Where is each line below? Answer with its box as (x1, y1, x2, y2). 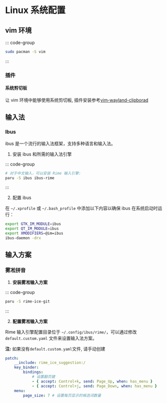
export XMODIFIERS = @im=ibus (5, 231, 64, 236)
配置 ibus (12, 194, 31, 200)
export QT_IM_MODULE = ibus (5, 226, 59, 231)
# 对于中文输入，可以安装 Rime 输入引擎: (5, 170, 81, 175)
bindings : (23, 369, 43, 375)
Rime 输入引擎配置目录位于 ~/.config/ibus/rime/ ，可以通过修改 (5, 328, 137, 335)
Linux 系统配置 (5, 4, 66, 16)
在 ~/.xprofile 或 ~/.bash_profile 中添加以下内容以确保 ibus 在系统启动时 (5, 205, 158, 211)
